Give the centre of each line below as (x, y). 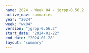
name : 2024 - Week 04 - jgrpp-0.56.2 (45, 10)
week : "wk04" (19, 24)
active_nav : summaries (29, 15)
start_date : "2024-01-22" (32, 33)
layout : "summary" (24, 43)
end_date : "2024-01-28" (30, 38)
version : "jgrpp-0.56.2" (31, 29)
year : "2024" (19, 19)
